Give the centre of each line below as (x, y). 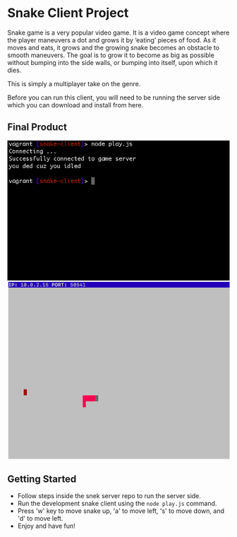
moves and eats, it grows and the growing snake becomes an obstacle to (114, 47)
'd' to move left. (40, 519)
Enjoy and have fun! (46, 526)
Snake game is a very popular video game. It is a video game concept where (119, 33)
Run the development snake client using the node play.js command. (117, 504)
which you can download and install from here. (75, 105)
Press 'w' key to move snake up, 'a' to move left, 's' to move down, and (121, 511)
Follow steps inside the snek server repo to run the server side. (109, 496)
